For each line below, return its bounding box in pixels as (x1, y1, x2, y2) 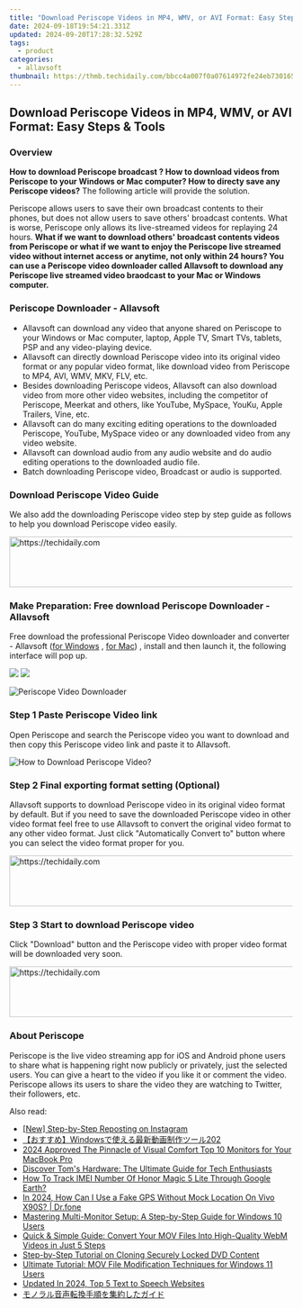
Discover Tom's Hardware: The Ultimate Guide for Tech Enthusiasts (22, 1163, 272, 1174)
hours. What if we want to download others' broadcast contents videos (9, 231, 280, 243)
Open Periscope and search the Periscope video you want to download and (9, 729, 289, 740)
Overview (9, 146, 53, 158)
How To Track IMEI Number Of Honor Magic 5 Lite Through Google (22, 1172, 271, 1184)
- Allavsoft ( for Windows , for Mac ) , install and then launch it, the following (9, 641, 287, 652)
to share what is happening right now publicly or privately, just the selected (9, 1060, 288, 1070)
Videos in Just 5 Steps (22, 1240, 106, 1250)
